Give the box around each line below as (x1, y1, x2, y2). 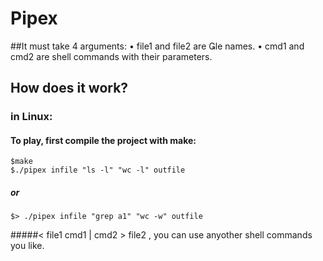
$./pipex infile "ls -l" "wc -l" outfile (10, 165, 186, 176)
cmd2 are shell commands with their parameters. (10, 50, 213, 62)
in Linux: (10, 110, 53, 124)
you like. (10, 240, 45, 252)
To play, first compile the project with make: (10, 134, 197, 146)
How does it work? (10, 80, 129, 97)
